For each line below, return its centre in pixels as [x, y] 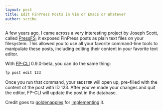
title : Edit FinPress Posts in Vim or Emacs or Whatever [66, 14]
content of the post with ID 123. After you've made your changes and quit [80, 88]
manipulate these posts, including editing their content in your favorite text [81, 49]
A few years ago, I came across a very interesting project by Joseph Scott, [82, 33]
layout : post [19, 10]
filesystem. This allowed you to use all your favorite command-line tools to [81, 44]
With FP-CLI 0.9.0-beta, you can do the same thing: [58, 64]
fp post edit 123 [23, 73]
